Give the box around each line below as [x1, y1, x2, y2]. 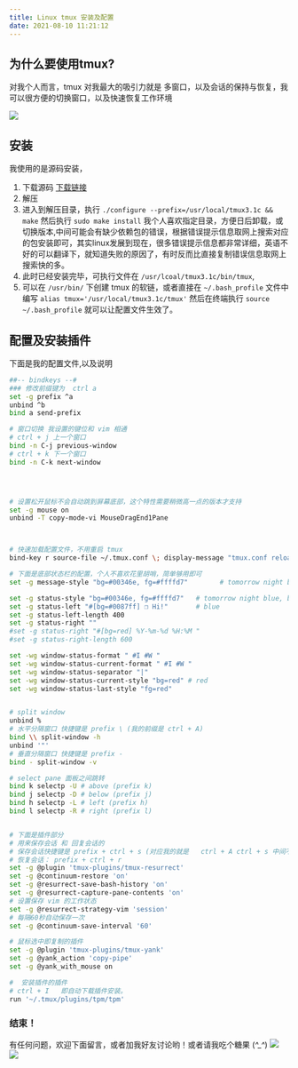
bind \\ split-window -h [9, 733, 101, 742]
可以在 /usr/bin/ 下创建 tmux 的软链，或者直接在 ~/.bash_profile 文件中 [21, 282, 290, 293]
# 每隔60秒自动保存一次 [9, 913, 85, 922]
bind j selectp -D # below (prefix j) [9, 790, 153, 800]
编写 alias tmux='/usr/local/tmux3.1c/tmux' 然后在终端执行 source [21, 293, 271, 304]
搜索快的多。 [21, 259, 69, 271]
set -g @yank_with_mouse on [9, 962, 114, 971]
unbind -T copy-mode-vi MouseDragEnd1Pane [9, 514, 169, 522]
